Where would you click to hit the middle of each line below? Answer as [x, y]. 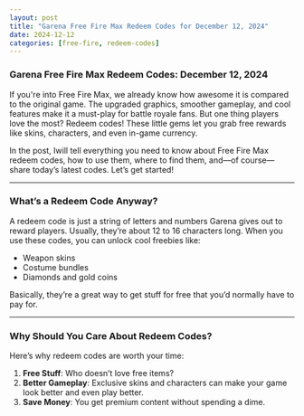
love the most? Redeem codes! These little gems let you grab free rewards [148, 123]
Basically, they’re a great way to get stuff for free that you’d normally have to [152, 294]
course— [258, 160]
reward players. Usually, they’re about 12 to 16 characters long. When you [146, 231]
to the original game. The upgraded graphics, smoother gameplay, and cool [150, 104]
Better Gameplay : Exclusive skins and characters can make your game [155, 383]
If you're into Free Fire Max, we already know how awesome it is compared [149, 94]
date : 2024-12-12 [42, 34]
